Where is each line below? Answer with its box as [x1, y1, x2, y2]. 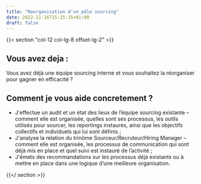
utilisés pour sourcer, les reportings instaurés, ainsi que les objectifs [14, 122, 183, 128]
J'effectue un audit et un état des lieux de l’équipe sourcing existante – [14, 109, 190, 116]
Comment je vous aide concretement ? [6, 93, 154, 103]
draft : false [6, 20, 39, 26]
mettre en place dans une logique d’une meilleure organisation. [14, 160, 170, 167]
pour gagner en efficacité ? [6, 76, 73, 83]
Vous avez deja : [6, 53, 69, 63]
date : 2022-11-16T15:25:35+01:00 [6, 14, 90, 20]
